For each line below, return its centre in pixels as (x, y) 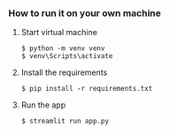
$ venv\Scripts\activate (67, 56)
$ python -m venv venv (63, 48)
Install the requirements (64, 72)
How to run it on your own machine (85, 13)
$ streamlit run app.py (65, 122)
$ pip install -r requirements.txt (87, 89)
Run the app (43, 105)
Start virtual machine (59, 33)
